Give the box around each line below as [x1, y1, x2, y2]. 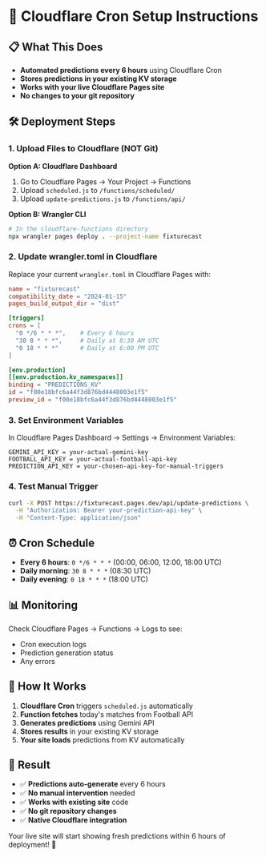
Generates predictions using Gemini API [19, 718, 155, 727]
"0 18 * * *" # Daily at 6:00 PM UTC [15, 344, 159, 352]
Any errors [19, 656, 56, 666]
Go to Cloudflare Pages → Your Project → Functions [19, 176, 191, 187]
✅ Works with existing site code [19, 797, 129, 807]
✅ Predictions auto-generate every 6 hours [19, 779, 166, 789]
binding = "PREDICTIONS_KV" [8, 380, 103, 389]
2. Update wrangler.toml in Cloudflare [8, 251, 158, 263]
